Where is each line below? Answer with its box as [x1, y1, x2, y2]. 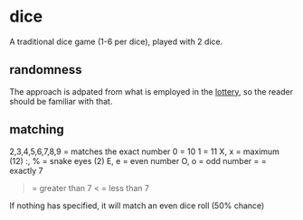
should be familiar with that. [9, 96, 113, 106]
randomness [9, 62, 82, 78]
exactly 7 [9, 165, 43, 176]
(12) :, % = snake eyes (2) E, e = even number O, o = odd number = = [9, 155, 267, 166]
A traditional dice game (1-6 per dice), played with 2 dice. [9, 36, 223, 47]
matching [9, 122, 65, 137]
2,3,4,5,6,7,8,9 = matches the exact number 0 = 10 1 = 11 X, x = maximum [9, 146, 280, 157]
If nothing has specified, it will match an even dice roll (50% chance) [9, 200, 265, 211]
